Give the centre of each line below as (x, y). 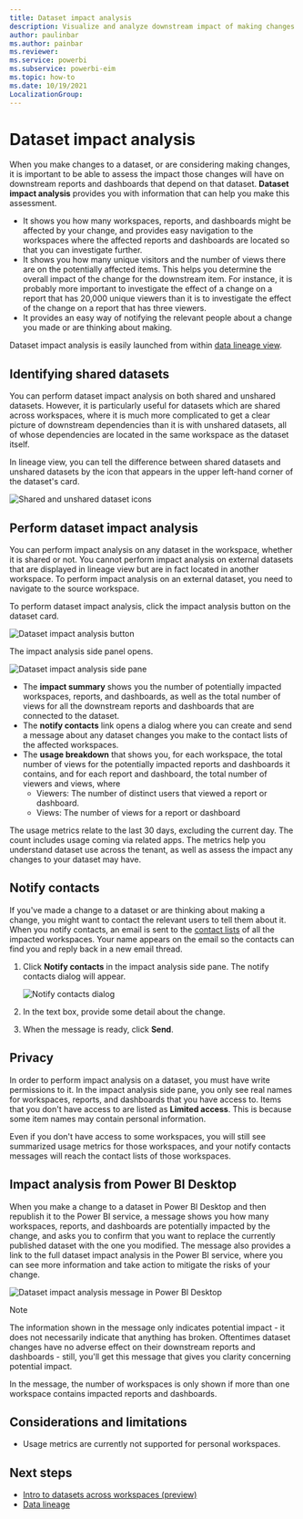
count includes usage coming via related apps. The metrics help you (138, 840)
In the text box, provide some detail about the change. (124, 1011)
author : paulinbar (44, 35)
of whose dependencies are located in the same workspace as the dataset (149, 435)
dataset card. (34, 616)
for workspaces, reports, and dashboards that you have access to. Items (146, 1099)
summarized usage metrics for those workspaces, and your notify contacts (150, 1146)
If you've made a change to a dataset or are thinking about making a (137, 910)
